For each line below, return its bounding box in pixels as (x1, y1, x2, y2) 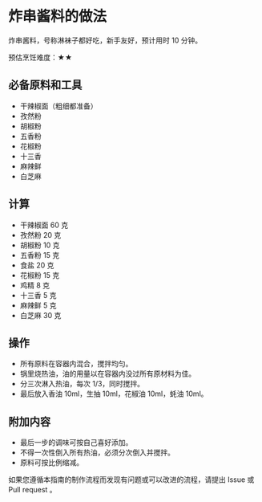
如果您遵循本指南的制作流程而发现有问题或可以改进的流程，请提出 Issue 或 (8, 475, 255, 484)
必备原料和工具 (8, 78, 83, 92)
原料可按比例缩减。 (19, 458, 84, 467)
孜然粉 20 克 (19, 230, 62, 239)
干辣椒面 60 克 (19, 220, 69, 230)
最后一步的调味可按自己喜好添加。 (19, 438, 133, 447)
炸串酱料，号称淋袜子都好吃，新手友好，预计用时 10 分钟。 (8, 35, 203, 45)
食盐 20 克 (19, 260, 54, 270)
